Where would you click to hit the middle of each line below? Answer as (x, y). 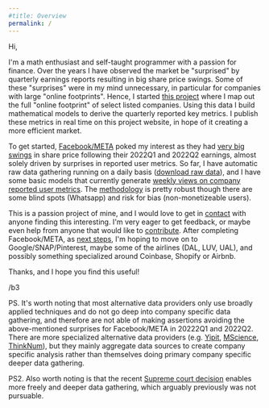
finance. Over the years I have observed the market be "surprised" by (124, 70)
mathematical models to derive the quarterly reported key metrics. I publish (133, 113)
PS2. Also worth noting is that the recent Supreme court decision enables (130, 378)
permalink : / (30, 23)
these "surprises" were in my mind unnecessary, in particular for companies (135, 87)
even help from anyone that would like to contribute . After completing (124, 230)
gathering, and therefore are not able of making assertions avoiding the (126, 320)
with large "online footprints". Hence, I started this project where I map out (132, 96)
